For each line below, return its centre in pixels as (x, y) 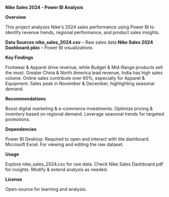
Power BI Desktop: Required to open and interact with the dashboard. (78, 139)
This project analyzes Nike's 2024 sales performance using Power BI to (80, 27)
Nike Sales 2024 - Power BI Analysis (44, 7)
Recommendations (26, 99)
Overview (16, 17)
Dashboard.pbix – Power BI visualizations (49, 47)
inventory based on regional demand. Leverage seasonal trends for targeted (85, 114)
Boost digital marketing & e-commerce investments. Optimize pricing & (79, 108)
